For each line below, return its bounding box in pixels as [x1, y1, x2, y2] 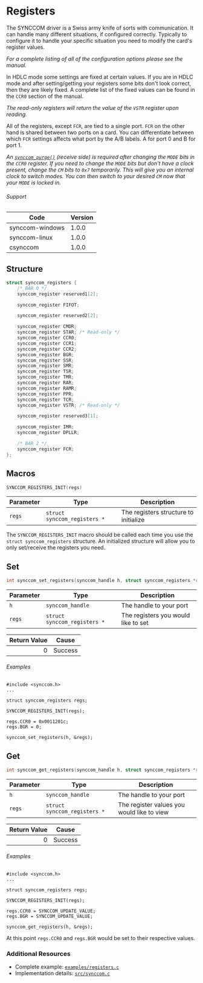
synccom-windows [9, 223, 65, 232]
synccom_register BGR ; [17, 351, 74, 357]
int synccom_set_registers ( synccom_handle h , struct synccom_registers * [6, 578, 196, 584]
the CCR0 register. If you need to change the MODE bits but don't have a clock [6, 159, 195, 167]
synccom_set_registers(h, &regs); [6, 735, 94, 741]
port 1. [6, 141, 22, 149]
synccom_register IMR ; [17, 424, 74, 430]
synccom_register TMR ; [17, 374, 74, 380]
